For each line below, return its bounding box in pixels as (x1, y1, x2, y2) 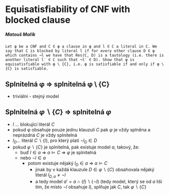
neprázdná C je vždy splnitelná (12, 132, 77, 138)
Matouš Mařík (5, 31, 35, 37)
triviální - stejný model (12, 93, 59, 99)
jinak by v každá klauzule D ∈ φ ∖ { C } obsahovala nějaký (35, 167, 155, 173)
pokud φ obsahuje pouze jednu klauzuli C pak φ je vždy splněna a (12, 126, 151, 132)
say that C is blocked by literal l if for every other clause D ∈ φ (5, 48, 155, 54)
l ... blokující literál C (12, 121, 55, 127)
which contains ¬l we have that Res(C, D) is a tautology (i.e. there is (5, 53, 164, 58)
